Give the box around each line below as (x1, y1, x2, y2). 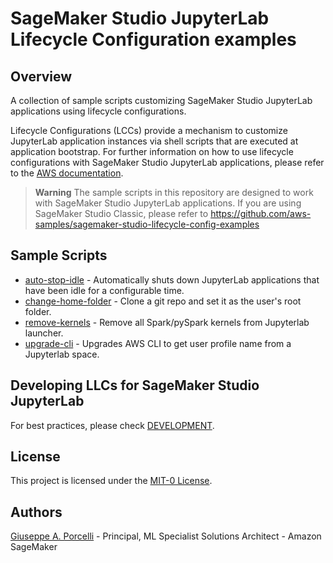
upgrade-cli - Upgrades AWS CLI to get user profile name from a (24, 337, 292, 349)
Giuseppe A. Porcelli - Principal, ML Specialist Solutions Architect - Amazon (10, 530, 322, 542)
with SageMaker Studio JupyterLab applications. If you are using (34, 197, 302, 209)
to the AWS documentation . (10, 167, 124, 179)
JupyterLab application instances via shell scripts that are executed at (10, 135, 299, 147)
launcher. (24, 327, 64, 339)
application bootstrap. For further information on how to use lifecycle (10, 146, 294, 157)
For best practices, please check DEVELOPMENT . (10, 419, 215, 431)
